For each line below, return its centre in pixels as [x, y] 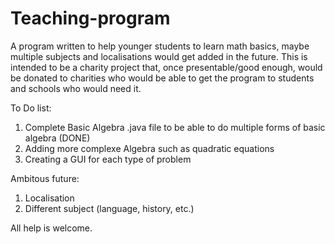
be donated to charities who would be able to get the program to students [162, 78]
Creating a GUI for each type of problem [108, 159]
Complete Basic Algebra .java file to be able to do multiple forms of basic [175, 127]
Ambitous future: [45, 178]
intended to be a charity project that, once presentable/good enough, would [166, 67]
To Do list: [31, 108]
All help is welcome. [51, 228]
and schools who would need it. [76, 88]
